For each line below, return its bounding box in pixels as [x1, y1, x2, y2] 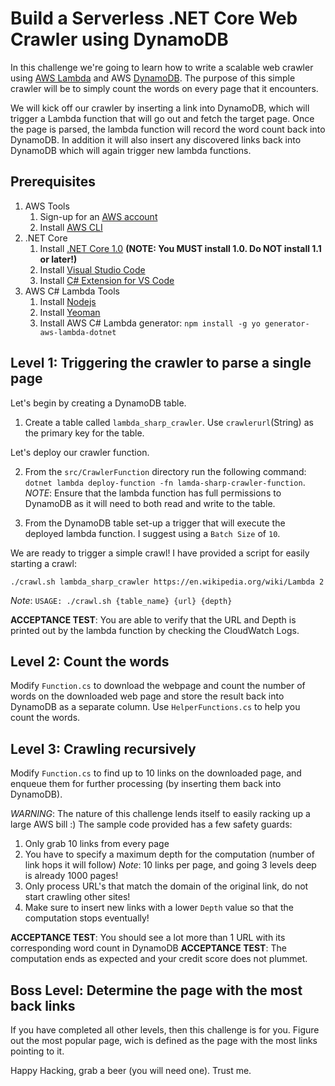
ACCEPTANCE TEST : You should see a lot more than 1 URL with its [10, 932, 286, 944]
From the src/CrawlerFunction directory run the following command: [24, 465, 307, 477]
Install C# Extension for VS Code [39, 274, 175, 286]
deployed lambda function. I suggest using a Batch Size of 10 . [24, 527, 281, 539]
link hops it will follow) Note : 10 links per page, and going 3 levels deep [24, 859, 317, 871]
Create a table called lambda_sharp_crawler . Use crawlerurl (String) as [24, 416, 314, 428]
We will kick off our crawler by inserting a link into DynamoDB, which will [10, 102, 310, 114]
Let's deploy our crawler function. [10, 446, 150, 458]
